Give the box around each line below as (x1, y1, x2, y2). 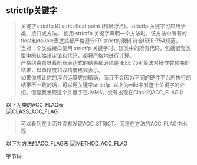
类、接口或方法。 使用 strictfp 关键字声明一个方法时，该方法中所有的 (20, 29, 188, 37)
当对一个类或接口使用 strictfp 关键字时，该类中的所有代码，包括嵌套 (20, 44, 186, 51)
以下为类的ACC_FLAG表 (6, 101, 64, 108)
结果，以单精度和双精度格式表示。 (20, 67, 104, 74)
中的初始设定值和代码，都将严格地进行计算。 (25, 52, 134, 59)
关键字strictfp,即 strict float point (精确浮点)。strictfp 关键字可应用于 (20, 22, 186, 29)
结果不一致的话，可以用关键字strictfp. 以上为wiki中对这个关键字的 (20, 81, 180, 88)
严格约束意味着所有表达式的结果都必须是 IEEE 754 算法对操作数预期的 (20, 59, 190, 66)
